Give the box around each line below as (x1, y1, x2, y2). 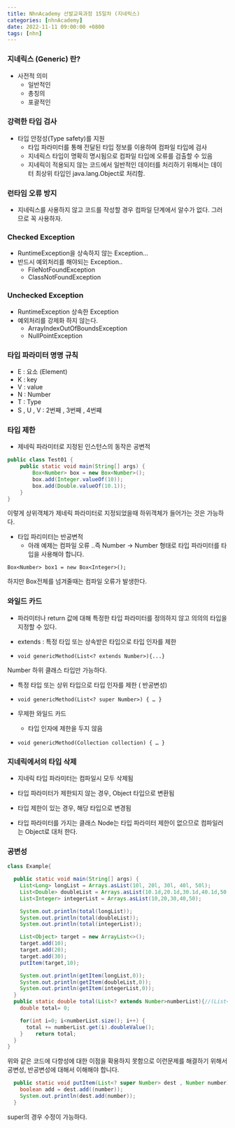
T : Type (17, 398, 42, 406)
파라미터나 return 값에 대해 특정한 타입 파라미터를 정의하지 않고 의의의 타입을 (17, 613, 227, 622)
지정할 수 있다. (17, 622, 57, 631)
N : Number (17, 390, 51, 399)
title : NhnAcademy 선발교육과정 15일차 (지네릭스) (7, 10, 141, 18)
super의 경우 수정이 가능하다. (7, 1113, 87, 1121)
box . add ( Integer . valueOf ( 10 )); (32, 475, 124, 483)
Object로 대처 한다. (24, 828, 78, 836)
